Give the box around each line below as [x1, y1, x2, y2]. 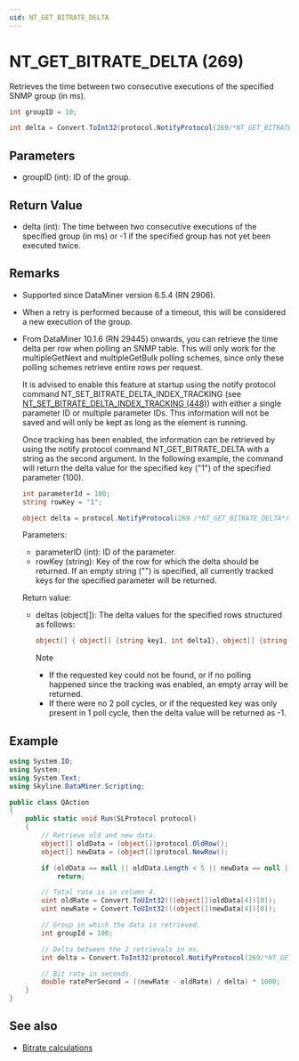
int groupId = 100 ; [41, 928, 114, 937]
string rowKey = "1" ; [21, 498, 103, 506]
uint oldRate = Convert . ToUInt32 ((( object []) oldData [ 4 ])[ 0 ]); [41, 896, 277, 905]
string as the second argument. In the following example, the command [21, 453, 284, 464]
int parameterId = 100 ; [21, 489, 111, 498]
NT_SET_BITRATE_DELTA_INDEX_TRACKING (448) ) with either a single [21, 398, 282, 409]
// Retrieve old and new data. [41, 831, 158, 840]
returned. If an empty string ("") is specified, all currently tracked [35, 566, 274, 577]
